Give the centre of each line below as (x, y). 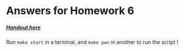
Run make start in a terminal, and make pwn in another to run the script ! (92, 42)
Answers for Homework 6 (70, 11)
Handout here (24, 27)
